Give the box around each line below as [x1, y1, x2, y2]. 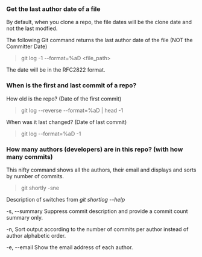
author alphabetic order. [6, 232, 66, 239]
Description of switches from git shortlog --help [6, 196, 125, 203]
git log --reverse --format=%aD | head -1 [21, 107, 124, 114]
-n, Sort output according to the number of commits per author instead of [6, 225, 189, 233]
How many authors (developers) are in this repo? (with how [6, 145, 183, 153]
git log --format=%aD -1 [21, 130, 81, 137]
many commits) [6, 152, 53, 161]
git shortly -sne [21, 184, 59, 191]
